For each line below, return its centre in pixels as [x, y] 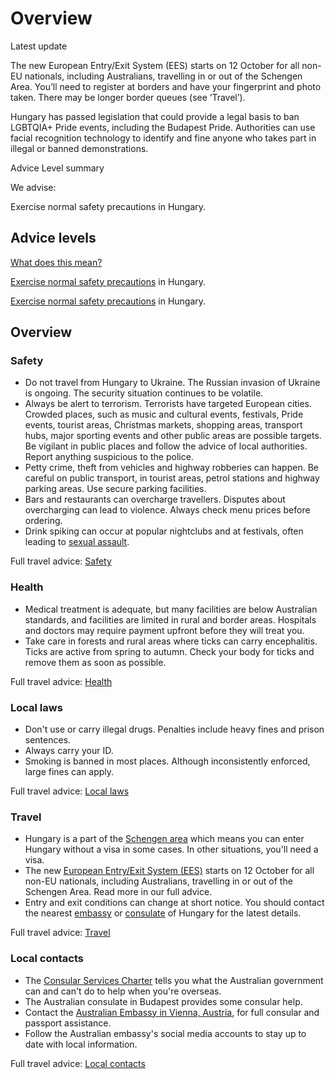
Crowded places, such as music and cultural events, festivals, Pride [164, 414]
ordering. [43, 521]
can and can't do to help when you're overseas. [123, 991]
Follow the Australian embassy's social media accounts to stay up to [165, 1033]
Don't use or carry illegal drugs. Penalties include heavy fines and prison [174, 729]
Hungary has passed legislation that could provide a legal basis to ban [155, 116]
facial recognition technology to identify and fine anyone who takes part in [163, 138]
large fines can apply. [69, 772]
